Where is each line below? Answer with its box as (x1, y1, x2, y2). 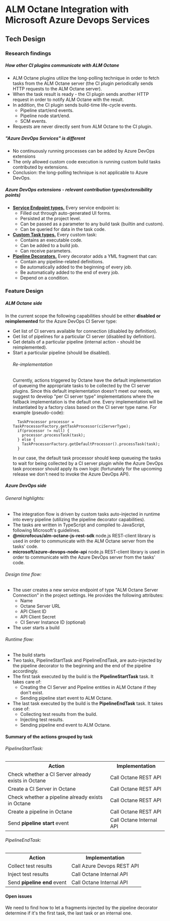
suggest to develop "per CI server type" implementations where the (12, 393, 154, 399)
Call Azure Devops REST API (71, 863, 139, 870)
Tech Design (5, 35, 46, 43)
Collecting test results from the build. (20, 711, 98, 718)
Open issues (5, 893, 32, 899)
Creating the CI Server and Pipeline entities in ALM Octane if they (20, 684, 157, 691)
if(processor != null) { (17, 428, 70, 433)
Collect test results (8, 863, 53, 870)
